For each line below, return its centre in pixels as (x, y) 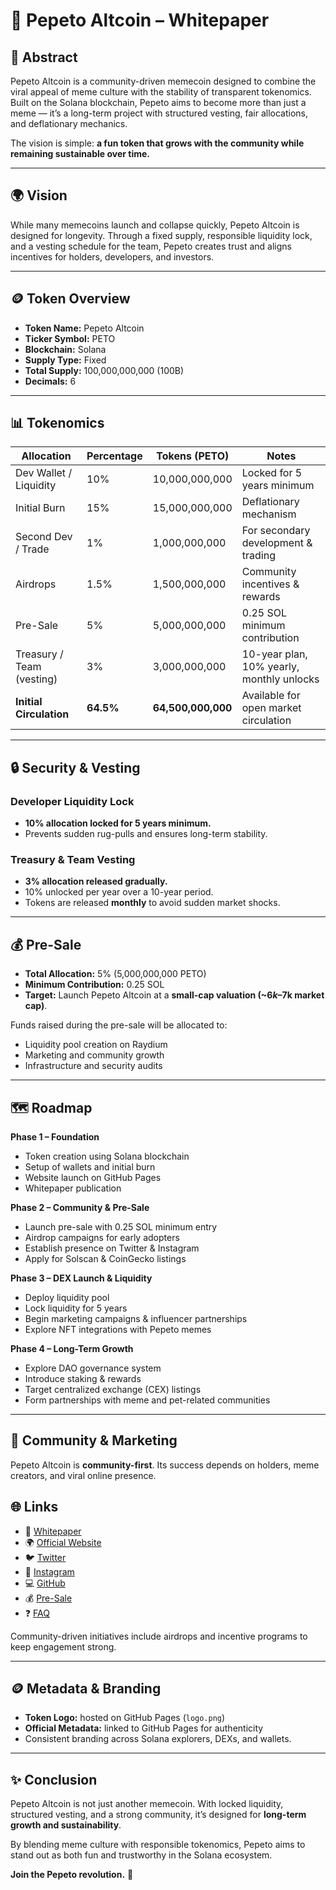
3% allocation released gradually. (96, 881)
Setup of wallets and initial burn (90, 1167)
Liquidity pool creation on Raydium (96, 1045)
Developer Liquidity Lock (72, 801)
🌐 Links (34, 1507)
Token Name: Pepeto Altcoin (84, 328)
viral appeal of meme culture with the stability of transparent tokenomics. (161, 92)
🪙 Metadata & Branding (86, 1689)
